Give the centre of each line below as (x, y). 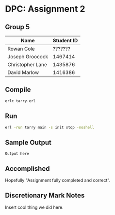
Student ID (65, 41)
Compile (18, 90)
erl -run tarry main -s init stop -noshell (50, 127)
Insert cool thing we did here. (34, 207)
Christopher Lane (27, 64)
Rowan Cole (21, 49)
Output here (17, 154)
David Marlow (23, 72)
